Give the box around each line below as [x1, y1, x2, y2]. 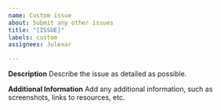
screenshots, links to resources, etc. [8, 93, 125, 102]
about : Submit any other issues [8, 19, 114, 27]
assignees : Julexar [8, 41, 72, 49]
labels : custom [8, 33, 58, 42]
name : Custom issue [8, 11, 72, 20]
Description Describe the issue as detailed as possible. [8, 69, 187, 79]
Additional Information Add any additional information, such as [8, 84, 213, 94]
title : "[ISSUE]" [8, 26, 65, 34]
